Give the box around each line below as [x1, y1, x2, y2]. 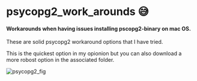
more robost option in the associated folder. [6, 56, 115, 64]
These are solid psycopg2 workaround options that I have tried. [6, 38, 163, 46]
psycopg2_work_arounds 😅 [6, 5, 149, 19]
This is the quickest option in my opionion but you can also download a [6, 50, 182, 57]
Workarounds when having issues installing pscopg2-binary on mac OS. [6, 25, 191, 32]
